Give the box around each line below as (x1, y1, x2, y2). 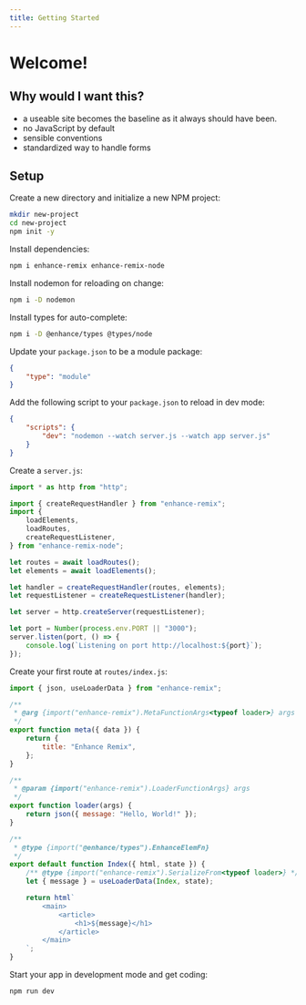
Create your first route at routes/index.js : (9, 666, 168, 677)
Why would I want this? (9, 88, 145, 105)
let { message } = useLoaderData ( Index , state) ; (25, 877, 214, 887)
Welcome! (9, 52, 88, 73)
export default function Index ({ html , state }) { (9, 860, 206, 869)
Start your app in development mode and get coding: (9, 969, 208, 980)
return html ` (25, 894, 76, 903)
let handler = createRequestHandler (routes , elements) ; (9, 582, 226, 592)
